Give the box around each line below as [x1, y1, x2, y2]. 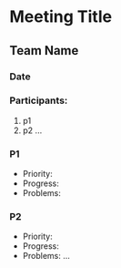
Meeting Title [9, 6, 112, 27]
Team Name [9, 43, 79, 58]
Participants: [9, 94, 68, 107]
